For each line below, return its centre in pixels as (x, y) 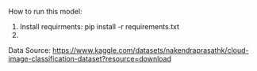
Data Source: (30, 50)
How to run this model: (45, 11)
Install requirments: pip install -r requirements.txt (100, 26)
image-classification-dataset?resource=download (90, 59)
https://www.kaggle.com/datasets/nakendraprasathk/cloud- (151, 50)
